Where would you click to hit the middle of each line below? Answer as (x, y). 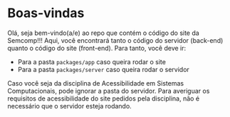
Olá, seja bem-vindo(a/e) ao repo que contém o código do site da (103, 33)
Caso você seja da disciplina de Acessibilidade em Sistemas (95, 83)
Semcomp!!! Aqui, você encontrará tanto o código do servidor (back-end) (115, 40)
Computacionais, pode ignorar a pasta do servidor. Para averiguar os (109, 91)
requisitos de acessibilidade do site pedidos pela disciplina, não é (104, 98)
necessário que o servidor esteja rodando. (69, 106)
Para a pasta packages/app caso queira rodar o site (92, 61)
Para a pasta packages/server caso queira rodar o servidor (104, 69)
